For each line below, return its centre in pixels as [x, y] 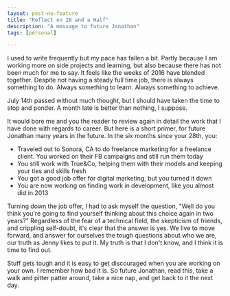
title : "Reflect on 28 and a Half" [58, 20]
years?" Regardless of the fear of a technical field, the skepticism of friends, [115, 221]
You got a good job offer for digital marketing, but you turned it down [114, 179]
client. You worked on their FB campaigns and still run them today [110, 157]
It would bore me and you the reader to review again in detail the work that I [114, 122]
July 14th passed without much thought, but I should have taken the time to [114, 101]
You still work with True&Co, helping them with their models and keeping [120, 164]
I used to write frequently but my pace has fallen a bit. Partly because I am [112, 58]
